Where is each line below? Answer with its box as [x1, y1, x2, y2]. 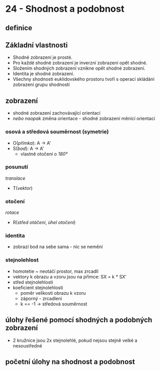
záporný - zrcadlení [20, 295, 63, 301]
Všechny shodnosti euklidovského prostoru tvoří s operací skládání [12, 76, 155, 82]
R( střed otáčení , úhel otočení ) [12, 220, 76, 226]
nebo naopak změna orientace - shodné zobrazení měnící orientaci [12, 116, 155, 122]
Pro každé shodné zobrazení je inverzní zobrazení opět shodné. [12, 60, 148, 66]
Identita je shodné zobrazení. [12, 71, 74, 77]
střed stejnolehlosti [12, 279, 53, 285]
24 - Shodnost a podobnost [5, 3, 125, 15]
